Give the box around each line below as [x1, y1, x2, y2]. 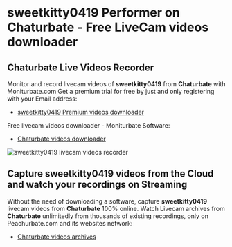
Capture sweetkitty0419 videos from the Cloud [7, 168, 214, 180]
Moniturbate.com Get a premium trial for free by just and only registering [7, 88, 215, 95]
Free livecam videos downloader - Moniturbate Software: [7, 121, 170, 129]
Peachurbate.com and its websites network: [7, 219, 133, 227]
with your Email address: [7, 95, 78, 103]
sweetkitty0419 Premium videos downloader [17, 108, 144, 116]
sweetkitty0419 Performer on [7, 5, 180, 21]
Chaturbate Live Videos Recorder [7, 61, 154, 73]
